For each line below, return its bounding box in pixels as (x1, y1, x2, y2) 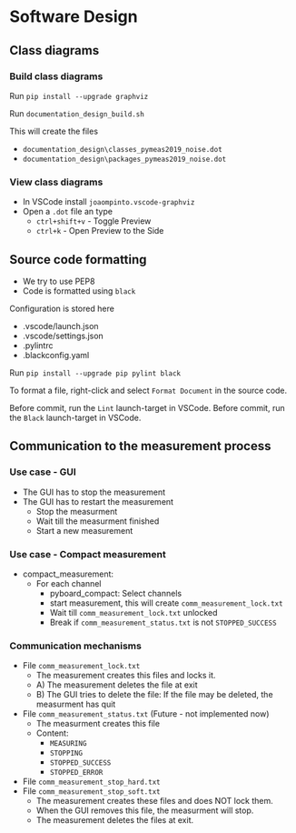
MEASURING (49, 739, 87, 748)
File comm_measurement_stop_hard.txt (22, 776, 161, 788)
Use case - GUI (9, 466, 77, 478)
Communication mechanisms (9, 639, 143, 652)
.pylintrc (22, 339, 54, 351)
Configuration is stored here (9, 303, 115, 314)
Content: (35, 728, 69, 738)
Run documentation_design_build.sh (9, 107, 145, 119)
